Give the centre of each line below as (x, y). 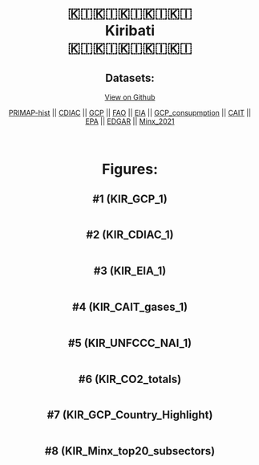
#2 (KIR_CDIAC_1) (130, 235)
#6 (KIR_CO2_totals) (130, 379)
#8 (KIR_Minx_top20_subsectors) (130, 451)
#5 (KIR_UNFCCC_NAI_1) (130, 343)
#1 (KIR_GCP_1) (130, 199)
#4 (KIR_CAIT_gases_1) (130, 307)
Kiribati (130, 31)
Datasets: (130, 77)
